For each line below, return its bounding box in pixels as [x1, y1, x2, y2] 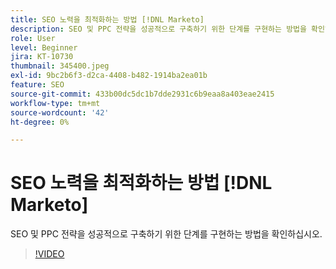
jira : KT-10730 [10, 52, 74, 62]
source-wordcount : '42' [10, 107, 110, 118]
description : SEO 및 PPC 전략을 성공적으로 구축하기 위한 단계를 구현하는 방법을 [10, 24, 307, 34]
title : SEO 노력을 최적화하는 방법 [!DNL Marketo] [10, 14, 205, 25]
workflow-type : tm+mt [10, 98, 101, 108]
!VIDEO [34, 248, 65, 260]
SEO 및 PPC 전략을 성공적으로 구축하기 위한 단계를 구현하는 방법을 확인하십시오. [10, 228, 323, 240]
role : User [10, 33, 56, 43]
